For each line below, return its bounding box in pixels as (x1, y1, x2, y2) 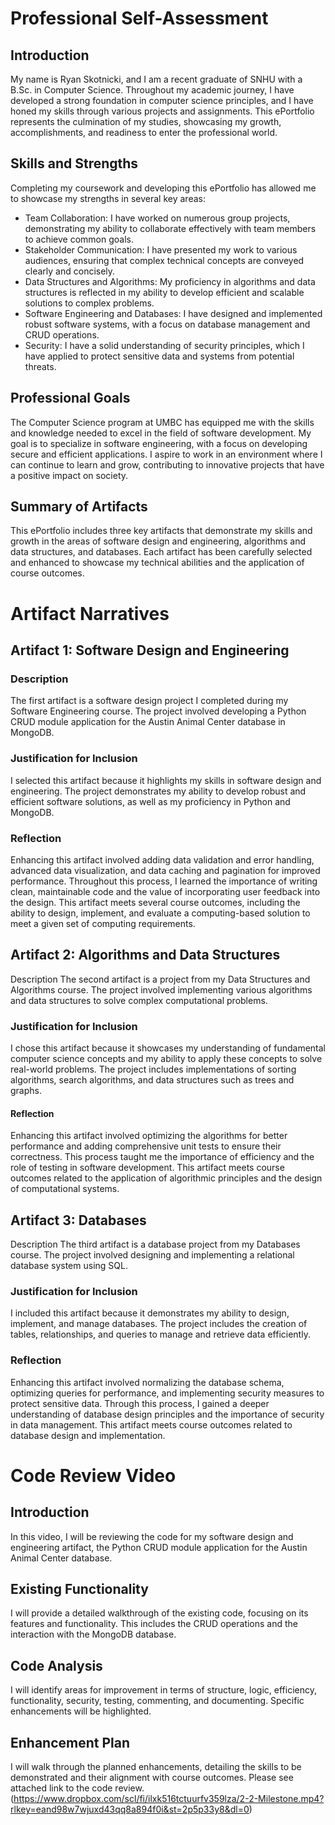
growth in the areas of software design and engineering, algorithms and (10, 535, 306, 547)
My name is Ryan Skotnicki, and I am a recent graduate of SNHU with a (10, 73, 303, 85)
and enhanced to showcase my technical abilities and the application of (10, 557, 305, 569)
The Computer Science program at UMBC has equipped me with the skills (10, 416, 315, 428)
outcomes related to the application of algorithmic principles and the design (10, 1172, 323, 1184)
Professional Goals (10, 390, 131, 407)
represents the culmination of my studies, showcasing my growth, (10, 116, 282, 127)
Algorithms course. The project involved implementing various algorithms (10, 983, 313, 996)
